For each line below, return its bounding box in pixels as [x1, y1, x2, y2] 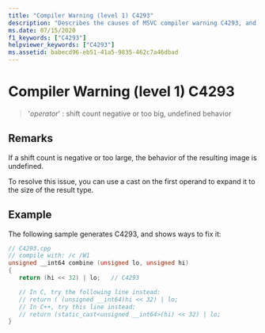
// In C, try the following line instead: [18, 288, 161, 296]
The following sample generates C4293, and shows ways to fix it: [8, 229, 221, 239]
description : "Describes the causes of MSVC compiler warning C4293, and [8, 19, 257, 27]
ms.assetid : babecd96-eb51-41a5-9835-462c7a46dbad [8, 48, 179, 56]
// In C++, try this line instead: [18, 303, 136, 311]
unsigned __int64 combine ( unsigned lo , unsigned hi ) [8, 259, 190, 267]
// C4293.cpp [8, 244, 51, 252]
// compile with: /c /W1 [8, 251, 90, 260]
